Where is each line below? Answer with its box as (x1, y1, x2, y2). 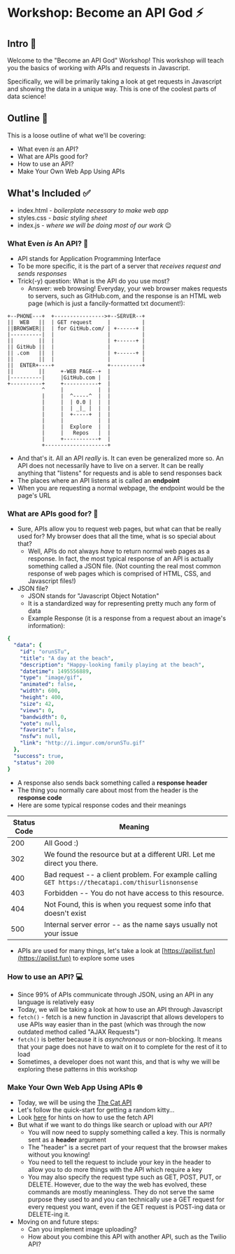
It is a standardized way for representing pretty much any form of (27, 599, 217, 608)
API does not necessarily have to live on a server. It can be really (17, 461, 204, 469)
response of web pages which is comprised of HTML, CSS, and (27, 569, 211, 578)
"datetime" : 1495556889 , (20, 667, 92, 675)
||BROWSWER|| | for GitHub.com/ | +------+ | (7, 325, 145, 332)
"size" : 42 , (20, 700, 55, 707)
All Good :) (44, 838, 79, 848)
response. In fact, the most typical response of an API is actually (27, 554, 214, 563)
